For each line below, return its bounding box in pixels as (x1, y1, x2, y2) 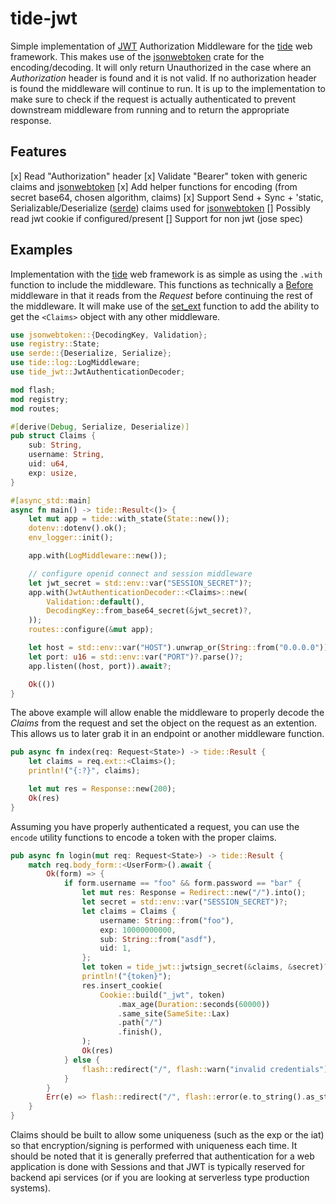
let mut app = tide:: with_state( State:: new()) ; (28, 514, 230, 524)
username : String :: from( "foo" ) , (99, 915, 235, 926)
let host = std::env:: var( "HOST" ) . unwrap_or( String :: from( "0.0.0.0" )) (28, 643, 329, 653)
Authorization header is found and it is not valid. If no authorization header (10, 72, 317, 84)
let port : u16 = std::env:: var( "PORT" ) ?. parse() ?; (28, 652, 244, 662)
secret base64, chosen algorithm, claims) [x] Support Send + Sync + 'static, (10, 191, 324, 203)
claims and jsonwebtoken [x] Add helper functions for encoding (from (10, 180, 298, 192)
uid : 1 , (99, 943, 132, 954)
